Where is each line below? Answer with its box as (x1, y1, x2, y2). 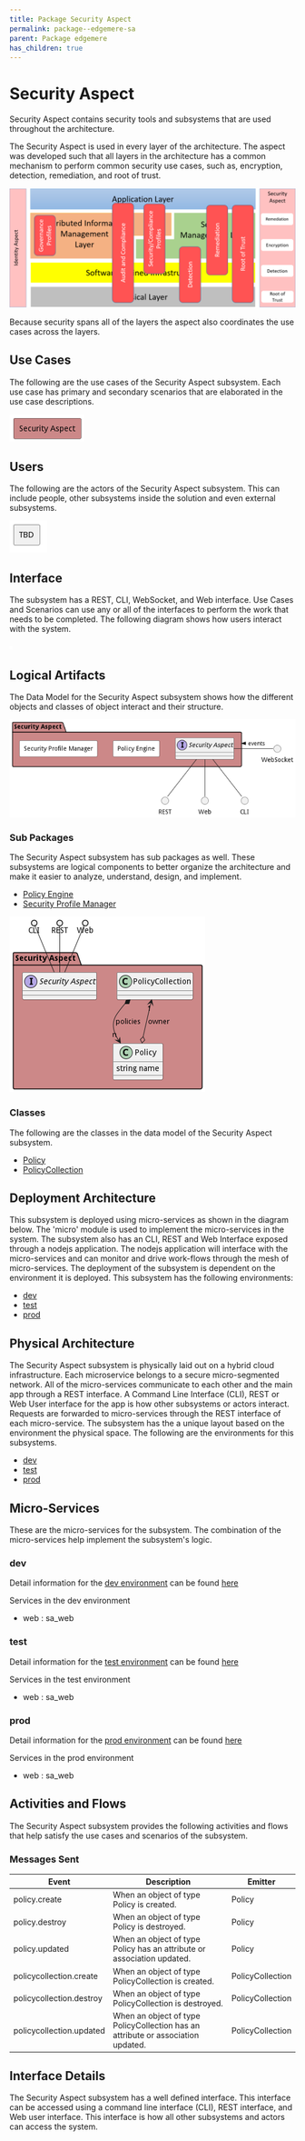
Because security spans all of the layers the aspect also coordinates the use (9, 316, 295, 327)
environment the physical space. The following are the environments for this (9, 1427, 294, 1438)
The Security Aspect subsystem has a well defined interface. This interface (9, 2092, 291, 2104)
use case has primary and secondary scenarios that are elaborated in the (9, 386, 283, 397)
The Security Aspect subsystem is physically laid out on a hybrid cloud (9, 1360, 275, 1371)
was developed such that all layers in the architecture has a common (9, 151, 266, 162)
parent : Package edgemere (9, 34, 107, 43)
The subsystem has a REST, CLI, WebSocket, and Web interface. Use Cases (9, 595, 294, 605)
